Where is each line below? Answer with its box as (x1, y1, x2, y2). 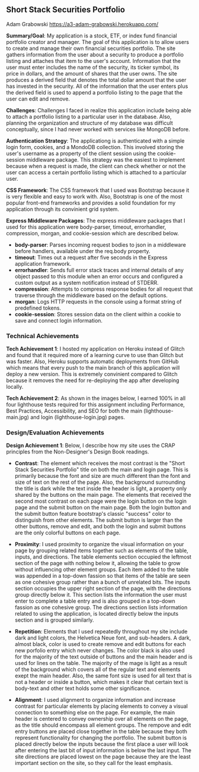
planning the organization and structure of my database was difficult (6, 119, 174, 127)
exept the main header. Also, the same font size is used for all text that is (14, 672, 192, 679)
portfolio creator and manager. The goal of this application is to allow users (6, 38, 190, 45)
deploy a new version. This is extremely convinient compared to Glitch (6, 371, 178, 378)
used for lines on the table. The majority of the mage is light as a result (14, 660, 188, 667)
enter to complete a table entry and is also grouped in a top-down (14, 597, 176, 605)
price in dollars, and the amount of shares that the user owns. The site (6, 70, 178, 77)
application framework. (14, 260, 72, 267)
